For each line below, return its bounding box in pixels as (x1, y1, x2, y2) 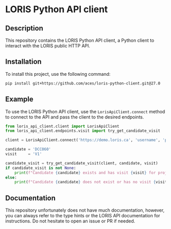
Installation (5, 58, 42, 66)
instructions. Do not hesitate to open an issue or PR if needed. (5, 218, 135, 224)
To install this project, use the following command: (5, 71, 111, 77)
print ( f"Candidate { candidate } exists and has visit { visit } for (14, 170, 156, 175)
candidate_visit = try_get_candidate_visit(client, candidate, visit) (5, 160, 158, 166)
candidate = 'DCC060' (5, 147, 51, 152)
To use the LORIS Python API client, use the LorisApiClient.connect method (5, 108, 165, 114)
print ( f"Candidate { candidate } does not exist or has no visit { (14, 180, 156, 185)
